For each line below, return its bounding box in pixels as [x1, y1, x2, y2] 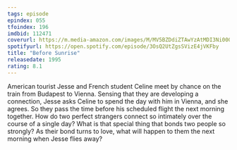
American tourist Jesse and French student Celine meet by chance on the [7, 82, 221, 90]
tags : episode [7, 10, 49, 18]
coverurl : [7, 37, 37, 44]
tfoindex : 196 [7, 23, 49, 30]
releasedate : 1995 [7, 56, 61, 63]
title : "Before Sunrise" [7, 50, 80, 57]
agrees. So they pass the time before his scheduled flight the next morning [7, 104, 224, 113]
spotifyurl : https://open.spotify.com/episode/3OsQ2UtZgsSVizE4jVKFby [7, 43, 219, 50]
